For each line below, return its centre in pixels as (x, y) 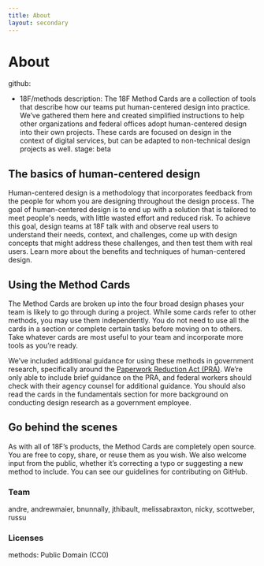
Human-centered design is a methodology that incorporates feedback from (130, 193)
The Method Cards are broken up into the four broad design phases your (126, 303)
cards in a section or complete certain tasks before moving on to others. (125, 329)
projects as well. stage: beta (65, 149)
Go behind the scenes (63, 428)
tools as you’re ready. (43, 346)
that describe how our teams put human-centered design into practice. (135, 107)
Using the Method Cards (69, 285)
